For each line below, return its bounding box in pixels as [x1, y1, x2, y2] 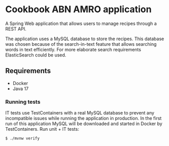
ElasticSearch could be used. [5, 52, 67, 58]
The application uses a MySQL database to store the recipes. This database [5, 36, 164, 42]
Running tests [5, 98, 41, 105]
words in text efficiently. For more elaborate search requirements [5, 46, 142, 52]
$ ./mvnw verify [5, 136, 40, 141]
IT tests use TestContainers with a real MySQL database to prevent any [5, 110, 154, 116]
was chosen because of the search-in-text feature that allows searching [5, 41, 157, 47]
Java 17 [12, 85, 29, 92]
